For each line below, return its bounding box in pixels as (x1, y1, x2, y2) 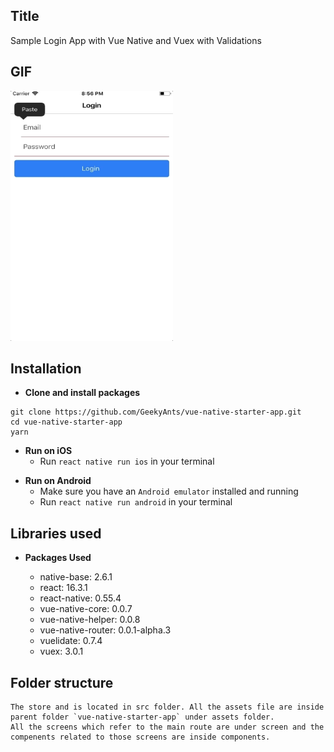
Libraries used (10, 525, 102, 542)
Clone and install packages (24, 387, 141, 399)
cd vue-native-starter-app (10, 417, 123, 428)
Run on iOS (24, 445, 73, 457)
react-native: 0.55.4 (39, 592, 122, 604)
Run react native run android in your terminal (39, 496, 233, 508)
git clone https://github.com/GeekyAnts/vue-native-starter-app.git (10, 407, 302, 418)
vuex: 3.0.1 (39, 645, 84, 658)
